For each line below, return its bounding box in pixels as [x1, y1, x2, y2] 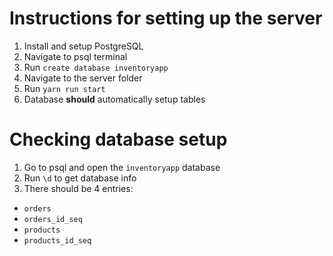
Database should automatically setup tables [23, 93, 206, 105]
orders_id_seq [23, 214, 83, 224]
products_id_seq [23, 235, 92, 246]
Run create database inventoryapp [23, 61, 169, 73]
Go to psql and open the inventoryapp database [23, 161, 221, 173]
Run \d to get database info [23, 172, 137, 184]
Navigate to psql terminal [23, 50, 128, 62]
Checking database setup [9, 128, 228, 151]
